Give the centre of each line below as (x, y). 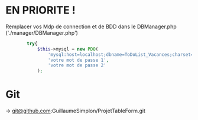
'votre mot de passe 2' (77, 65)
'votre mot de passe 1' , (78, 60)
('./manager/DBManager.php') (42, 32)
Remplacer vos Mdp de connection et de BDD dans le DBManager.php (91, 26)
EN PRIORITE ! (40, 10)
